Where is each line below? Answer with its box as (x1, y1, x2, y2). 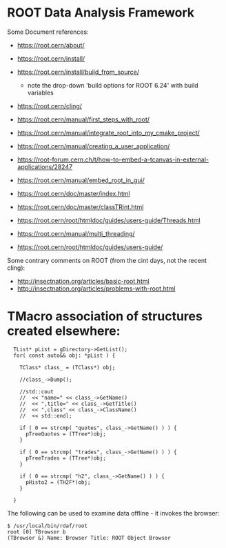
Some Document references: (7, 28, 89, 36)
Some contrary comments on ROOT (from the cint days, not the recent (7, 256, 207, 264)
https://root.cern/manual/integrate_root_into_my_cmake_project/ (17, 128, 200, 137)
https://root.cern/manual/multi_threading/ (17, 229, 136, 237)
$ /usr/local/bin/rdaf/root (7, 522, 88, 529)
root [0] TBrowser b (7, 528, 67, 536)
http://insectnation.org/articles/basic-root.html (17, 277, 150, 285)
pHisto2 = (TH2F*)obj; (25, 478, 91, 486)
